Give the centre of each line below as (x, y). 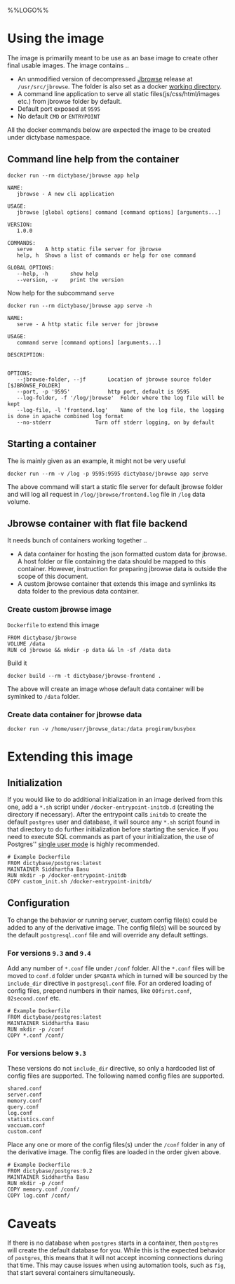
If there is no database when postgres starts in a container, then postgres (113, 1243)
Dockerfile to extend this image (53, 624)
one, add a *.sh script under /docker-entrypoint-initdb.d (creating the (111, 807)
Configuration (39, 903)
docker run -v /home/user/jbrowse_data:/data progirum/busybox (102, 729)
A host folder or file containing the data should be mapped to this (112, 561)
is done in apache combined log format (66, 416)
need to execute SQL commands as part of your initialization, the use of (111, 836)
